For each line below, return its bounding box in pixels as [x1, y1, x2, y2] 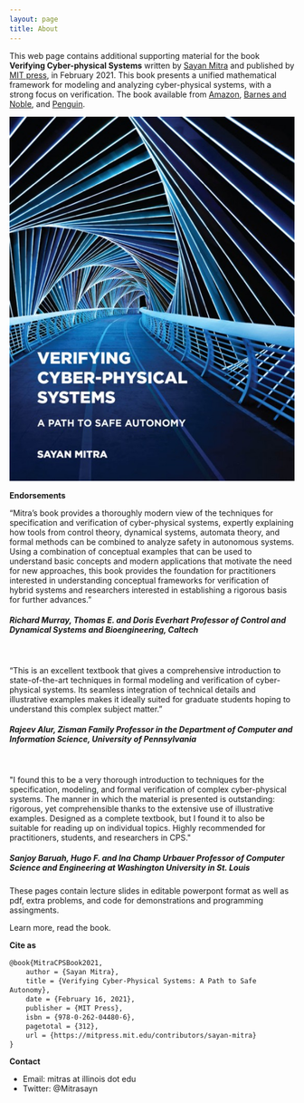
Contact [9, 1056, 41, 1067]
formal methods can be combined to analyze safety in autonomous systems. [9, 536, 295, 547]
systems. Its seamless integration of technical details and [42, 684, 256, 695]
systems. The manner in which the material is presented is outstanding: [9, 793, 276, 804]
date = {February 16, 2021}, [25, 994, 136, 1003]
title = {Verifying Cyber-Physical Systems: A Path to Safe [25, 976, 257, 985]
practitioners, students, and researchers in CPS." [9, 832, 192, 843]
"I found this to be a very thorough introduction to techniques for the [9, 774, 265, 785]
